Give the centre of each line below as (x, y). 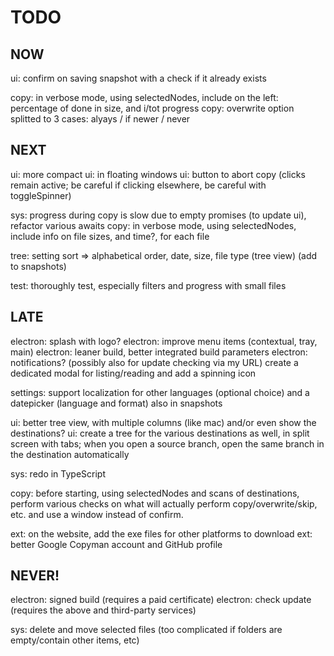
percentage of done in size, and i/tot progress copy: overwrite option (152, 108)
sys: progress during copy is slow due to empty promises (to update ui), (158, 215)
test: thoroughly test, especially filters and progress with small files (148, 285)
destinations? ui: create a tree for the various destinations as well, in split (160, 433)
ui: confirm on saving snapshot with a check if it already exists (138, 78)
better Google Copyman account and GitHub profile (116, 544)
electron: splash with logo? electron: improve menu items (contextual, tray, (164, 341)
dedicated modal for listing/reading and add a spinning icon (133, 373)
